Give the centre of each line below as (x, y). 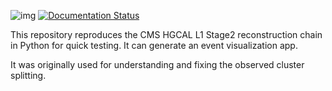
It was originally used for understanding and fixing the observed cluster (157, 64)
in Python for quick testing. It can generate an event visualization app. (154, 45)
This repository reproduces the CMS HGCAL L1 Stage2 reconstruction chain (166, 34)
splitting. (28, 75)
